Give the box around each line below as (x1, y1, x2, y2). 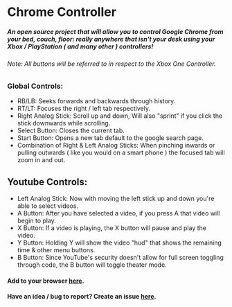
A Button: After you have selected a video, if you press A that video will (17, 209, 220, 217)
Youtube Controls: (7, 176, 88, 188)
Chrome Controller (7, 4, 116, 20)
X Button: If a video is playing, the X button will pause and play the (17, 223, 206, 232)
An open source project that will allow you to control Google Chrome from (7, 27, 224, 35)
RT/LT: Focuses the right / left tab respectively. (17, 105, 151, 113)
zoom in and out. (17, 156, 66, 164)
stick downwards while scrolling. (17, 119, 111, 128)
